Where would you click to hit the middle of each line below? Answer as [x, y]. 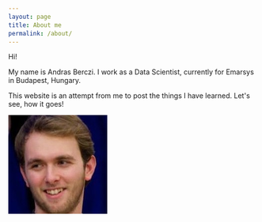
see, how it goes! [36, 104]
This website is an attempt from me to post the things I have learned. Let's [129, 96]
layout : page [30, 17]
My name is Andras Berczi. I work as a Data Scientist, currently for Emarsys [131, 72]
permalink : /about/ [40, 33]
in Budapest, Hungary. [45, 81]
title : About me [35, 25]
